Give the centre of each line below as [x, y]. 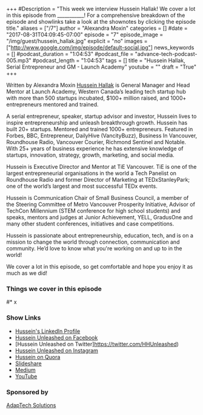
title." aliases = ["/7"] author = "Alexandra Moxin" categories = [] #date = [97, 28]
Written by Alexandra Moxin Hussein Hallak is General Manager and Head [98, 85]
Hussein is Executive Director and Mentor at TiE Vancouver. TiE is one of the [101, 167]
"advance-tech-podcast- [166, 54]
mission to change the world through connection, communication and [93, 242]
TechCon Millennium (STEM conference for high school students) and [93, 211]
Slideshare [28, 363]
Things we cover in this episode [54, 289]
